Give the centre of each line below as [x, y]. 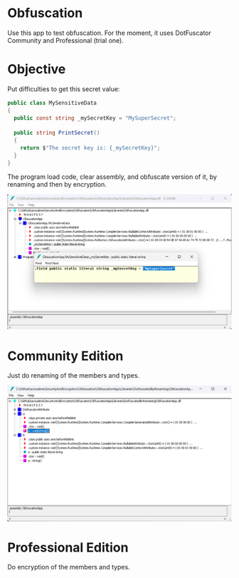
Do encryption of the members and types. [69, 567]
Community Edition [65, 356]
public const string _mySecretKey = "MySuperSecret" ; [95, 118]
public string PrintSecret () [57, 133]
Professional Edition [68, 547]
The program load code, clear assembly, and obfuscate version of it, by [112, 177]
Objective [37, 69]
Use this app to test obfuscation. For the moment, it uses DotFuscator [110, 33]
